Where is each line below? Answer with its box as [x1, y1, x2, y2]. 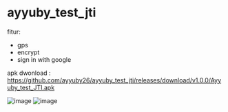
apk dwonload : [7, 69, 51, 77]
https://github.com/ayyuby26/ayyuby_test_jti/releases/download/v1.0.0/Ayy [7, 76, 222, 84]
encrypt [17, 48, 40, 56]
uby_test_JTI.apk [7, 83, 55, 91]
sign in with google [17, 55, 72, 63]
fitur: [7, 27, 21, 36]
